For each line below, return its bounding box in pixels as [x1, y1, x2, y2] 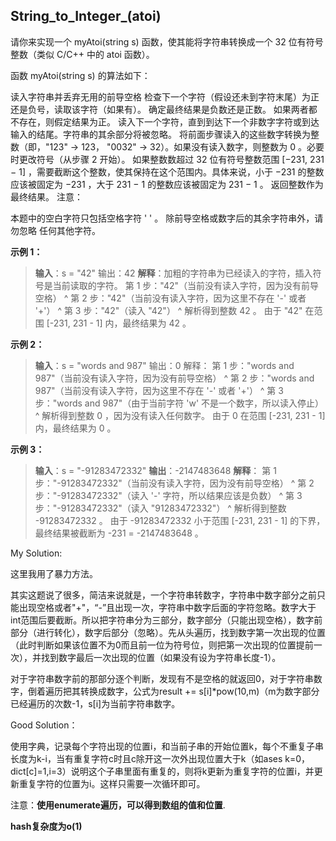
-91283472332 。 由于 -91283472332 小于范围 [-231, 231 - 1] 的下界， [34, 514, 326, 526]
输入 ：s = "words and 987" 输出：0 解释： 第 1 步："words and [34, 359, 295, 371]
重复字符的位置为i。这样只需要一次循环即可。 [18, 777, 206, 789]
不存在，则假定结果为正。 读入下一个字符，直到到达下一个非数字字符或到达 [10, 115, 320, 128]
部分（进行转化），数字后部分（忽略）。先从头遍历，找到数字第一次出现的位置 [10, 626, 326, 638]
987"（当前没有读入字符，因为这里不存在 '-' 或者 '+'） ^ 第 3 [34, 384, 284, 396]
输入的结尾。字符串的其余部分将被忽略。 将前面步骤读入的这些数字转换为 [10, 128, 311, 140]
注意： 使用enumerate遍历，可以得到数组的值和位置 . [10, 799, 226, 811]
